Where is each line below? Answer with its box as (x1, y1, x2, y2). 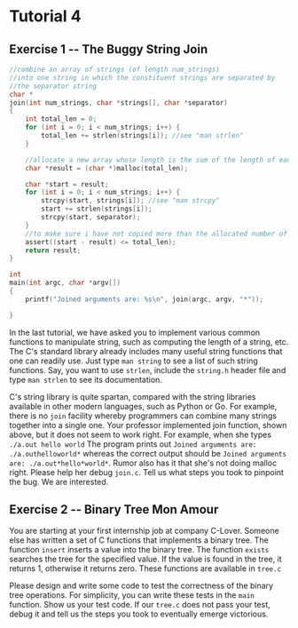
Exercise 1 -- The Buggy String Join (9, 42, 208, 57)
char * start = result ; (25, 179, 109, 188)
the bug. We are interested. (9, 476, 109, 487)
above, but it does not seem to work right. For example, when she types (9, 429, 272, 440)
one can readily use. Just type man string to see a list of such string (9, 355, 259, 366)
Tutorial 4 (9, 6, 82, 27)
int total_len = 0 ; (25, 115, 98, 123)
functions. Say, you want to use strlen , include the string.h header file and (9, 364, 286, 375)
